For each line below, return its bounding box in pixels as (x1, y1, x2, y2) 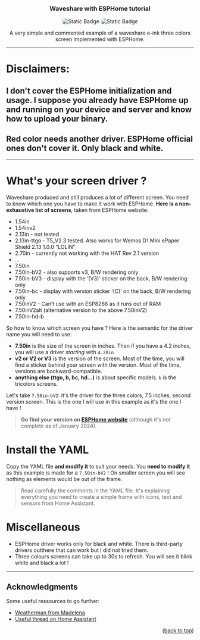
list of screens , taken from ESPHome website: (35, 206, 149, 213)
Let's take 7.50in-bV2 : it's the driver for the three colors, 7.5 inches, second (6, 392, 191, 399)
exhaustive (6, 206, 35, 213)
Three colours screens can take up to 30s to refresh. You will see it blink (14, 552, 192, 560)
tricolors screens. (14, 380, 58, 387)
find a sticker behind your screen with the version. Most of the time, (14, 361, 182, 368)
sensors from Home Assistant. (20, 499, 95, 507)
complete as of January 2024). (20, 422, 97, 429)
